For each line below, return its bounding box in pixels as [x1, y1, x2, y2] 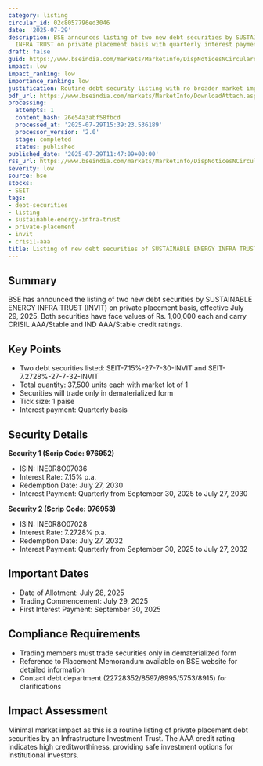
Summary [8, 274, 57, 287]
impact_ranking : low [8, 70, 76, 78]
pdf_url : [8, 92, 37, 100]
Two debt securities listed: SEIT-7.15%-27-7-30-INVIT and [19, 363, 207, 373]
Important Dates [8, 567, 89, 581]
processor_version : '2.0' [15, 128, 100, 136]
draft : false [8, 48, 51, 56]
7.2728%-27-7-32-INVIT [19, 372, 99, 381]
